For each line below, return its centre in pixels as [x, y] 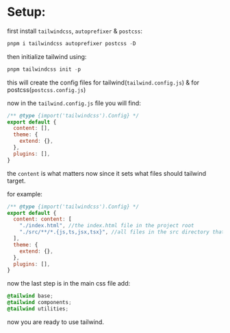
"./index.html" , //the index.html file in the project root [107, 226]
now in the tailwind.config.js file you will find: [74, 103]
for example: [25, 194]
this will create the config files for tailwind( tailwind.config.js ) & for [103, 82]
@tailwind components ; [39, 303]
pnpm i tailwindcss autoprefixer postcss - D [72, 43]
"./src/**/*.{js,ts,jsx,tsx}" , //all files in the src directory [115, 232]
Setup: [26, 12]
